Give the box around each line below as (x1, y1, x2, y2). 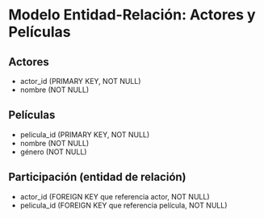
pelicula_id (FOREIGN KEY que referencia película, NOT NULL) (19, 200, 228, 210)
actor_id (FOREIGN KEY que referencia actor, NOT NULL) (19, 191, 210, 201)
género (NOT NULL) (19, 147, 87, 157)
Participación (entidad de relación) (8, 170, 187, 184)
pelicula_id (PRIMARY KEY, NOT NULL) (19, 129, 150, 139)
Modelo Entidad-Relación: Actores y (8, 6, 256, 24)
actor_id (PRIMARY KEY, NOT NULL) (19, 77, 141, 86)
